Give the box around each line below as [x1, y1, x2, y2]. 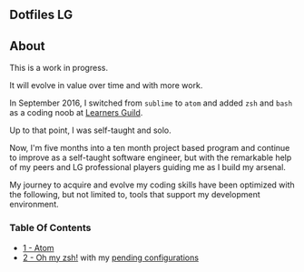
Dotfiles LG [9, 7, 74, 23]
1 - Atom [22, 242, 54, 253]
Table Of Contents [9, 222, 92, 235]
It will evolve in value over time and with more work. [9, 80, 203, 91]
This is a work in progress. [9, 63, 109, 74]
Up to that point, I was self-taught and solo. [9, 125, 172, 136]
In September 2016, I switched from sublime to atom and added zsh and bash [9, 97, 293, 108]
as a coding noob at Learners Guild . [9, 107, 143, 118]
